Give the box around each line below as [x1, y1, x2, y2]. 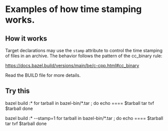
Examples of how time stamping [5, 4, 142, 15]
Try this [5, 87, 30, 95]
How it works [5, 34, 47, 43]
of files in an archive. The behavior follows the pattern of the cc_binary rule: [5, 53, 162, 59]
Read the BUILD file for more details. [5, 72, 81, 78]
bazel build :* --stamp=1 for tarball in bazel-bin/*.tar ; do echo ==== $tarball [5, 115, 163, 121]
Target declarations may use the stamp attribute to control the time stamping [5, 48, 162, 53]
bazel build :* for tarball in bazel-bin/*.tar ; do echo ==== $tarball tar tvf [5, 100, 154, 106]
